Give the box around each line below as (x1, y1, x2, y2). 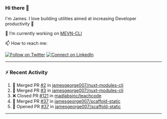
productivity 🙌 (5, 21, 34, 27)
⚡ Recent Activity (5, 69, 48, 76)
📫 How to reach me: (5, 40, 48, 46)
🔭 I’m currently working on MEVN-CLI (5, 31, 82, 37)
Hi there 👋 (5, 4, 30, 11)
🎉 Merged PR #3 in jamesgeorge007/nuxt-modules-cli (12, 87, 124, 93)
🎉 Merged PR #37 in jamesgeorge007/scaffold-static (12, 98, 121, 104)
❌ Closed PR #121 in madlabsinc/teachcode (12, 92, 102, 98)
